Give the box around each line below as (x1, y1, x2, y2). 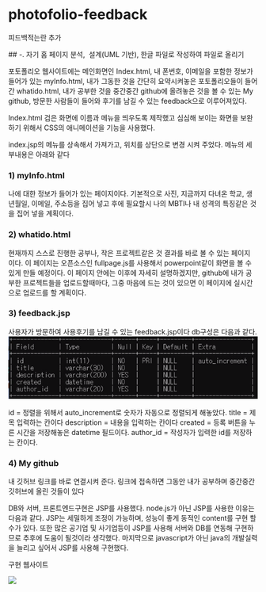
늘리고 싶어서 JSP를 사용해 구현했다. (16, 543, 129, 552)
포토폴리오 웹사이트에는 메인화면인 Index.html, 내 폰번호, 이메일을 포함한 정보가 (8, 66, 253, 76)
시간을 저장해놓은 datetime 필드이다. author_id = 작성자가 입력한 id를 (16, 427, 232, 437)
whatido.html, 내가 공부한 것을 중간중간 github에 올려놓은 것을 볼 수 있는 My (16, 86, 253, 96)
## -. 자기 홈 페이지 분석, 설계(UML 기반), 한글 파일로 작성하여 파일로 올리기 (8, 49, 245, 59)
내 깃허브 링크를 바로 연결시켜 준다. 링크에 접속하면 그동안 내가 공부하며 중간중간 (8, 476, 256, 486)
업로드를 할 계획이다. (22, 288, 87, 297)
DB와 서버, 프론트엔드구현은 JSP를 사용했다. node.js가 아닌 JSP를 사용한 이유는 (8, 503, 255, 513)
